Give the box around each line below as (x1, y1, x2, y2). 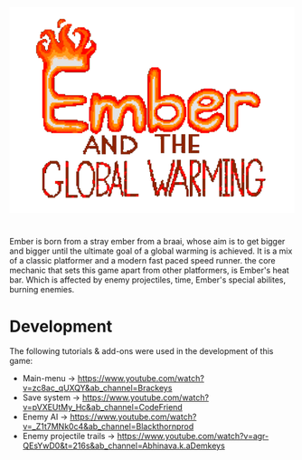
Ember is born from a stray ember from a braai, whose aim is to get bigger (9, 236, 286, 247)
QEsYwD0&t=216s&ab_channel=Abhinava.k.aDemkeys (22, 440, 226, 451)
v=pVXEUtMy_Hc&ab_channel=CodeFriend (22, 402, 183, 413)
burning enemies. (9, 284, 75, 295)
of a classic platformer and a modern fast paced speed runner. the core (9, 255, 276, 266)
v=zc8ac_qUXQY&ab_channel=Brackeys (22, 383, 173, 394)
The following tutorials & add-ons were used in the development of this (9, 346, 274, 357)
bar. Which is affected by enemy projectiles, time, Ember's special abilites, (9, 274, 287, 285)
